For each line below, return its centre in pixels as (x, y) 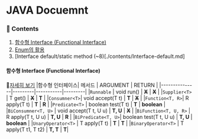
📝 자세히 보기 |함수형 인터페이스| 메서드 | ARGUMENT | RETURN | (82, 85)
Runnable (100, 92)
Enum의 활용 (30, 50)
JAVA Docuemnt (47, 10)
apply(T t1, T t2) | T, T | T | (38, 129)
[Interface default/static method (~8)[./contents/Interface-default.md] (100, 56)
